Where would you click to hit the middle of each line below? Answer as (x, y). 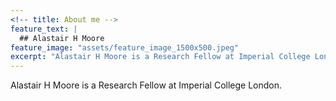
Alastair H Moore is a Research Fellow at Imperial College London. (146, 85)
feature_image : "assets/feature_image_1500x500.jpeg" (125, 47)
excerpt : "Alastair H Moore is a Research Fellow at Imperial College (160, 57)
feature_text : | (44, 29)
